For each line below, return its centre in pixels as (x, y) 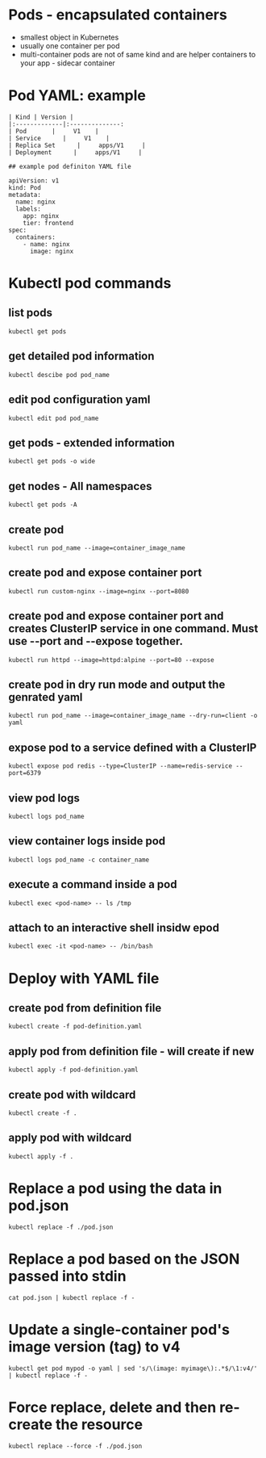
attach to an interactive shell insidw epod (114, 928)
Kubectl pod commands (90, 283)
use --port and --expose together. (96, 641)
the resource (99, 1424)
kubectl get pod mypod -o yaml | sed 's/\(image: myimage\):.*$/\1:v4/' (133, 1368)
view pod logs (44, 798)
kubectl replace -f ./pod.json (61, 1227)
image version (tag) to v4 (94, 1347)
